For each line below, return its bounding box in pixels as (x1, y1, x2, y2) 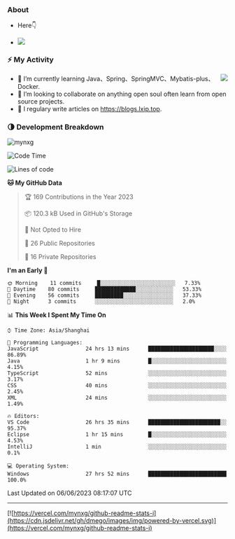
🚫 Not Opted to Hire (24, 225, 82, 234)
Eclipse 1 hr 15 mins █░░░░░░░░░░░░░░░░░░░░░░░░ (7, 430, 227, 438)
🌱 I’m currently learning (17, 74, 85, 83)
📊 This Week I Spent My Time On (7, 310, 106, 319)
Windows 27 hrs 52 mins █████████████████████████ (7, 470, 227, 477)
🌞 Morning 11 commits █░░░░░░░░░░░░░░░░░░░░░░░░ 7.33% (7, 279, 201, 286)
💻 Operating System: (7, 462, 70, 470)
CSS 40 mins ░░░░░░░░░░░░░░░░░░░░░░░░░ (7, 381, 227, 389)
